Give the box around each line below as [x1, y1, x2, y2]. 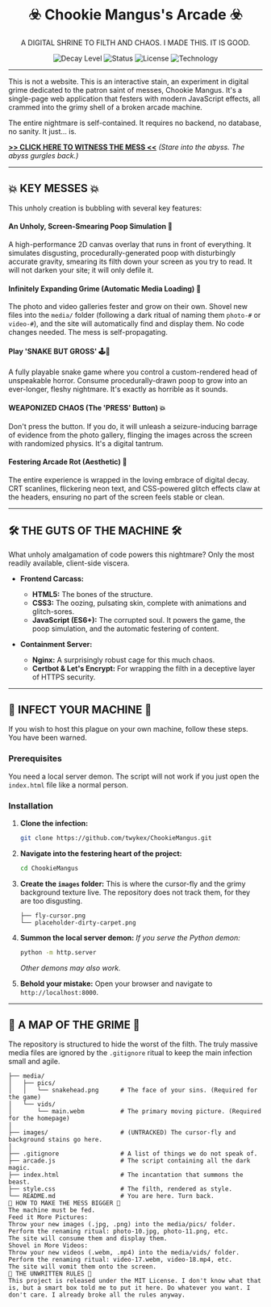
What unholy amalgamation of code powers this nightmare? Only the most [8, 549, 255, 559]
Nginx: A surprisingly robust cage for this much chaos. [31, 654, 215, 665]
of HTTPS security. [31, 672, 96, 682]
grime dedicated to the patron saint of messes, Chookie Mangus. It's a [8, 85, 243, 94]
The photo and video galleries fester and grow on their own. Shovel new [8, 302, 248, 311]
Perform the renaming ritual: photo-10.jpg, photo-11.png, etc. [8, 1227, 229, 1236]
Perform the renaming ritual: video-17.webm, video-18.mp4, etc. [8, 1255, 232, 1264]
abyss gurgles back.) [8, 150, 79, 161]
